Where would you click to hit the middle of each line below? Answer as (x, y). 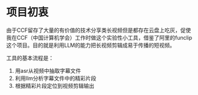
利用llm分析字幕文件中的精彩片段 (55, 78)
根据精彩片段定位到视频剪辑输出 (54, 85)
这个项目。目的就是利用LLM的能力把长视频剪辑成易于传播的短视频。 (91, 45)
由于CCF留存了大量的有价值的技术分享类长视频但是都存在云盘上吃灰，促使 (99, 30)
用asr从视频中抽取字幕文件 (48, 70)
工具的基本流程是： (30, 58)
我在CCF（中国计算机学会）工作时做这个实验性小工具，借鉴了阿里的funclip (99, 37)
